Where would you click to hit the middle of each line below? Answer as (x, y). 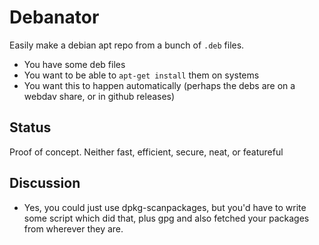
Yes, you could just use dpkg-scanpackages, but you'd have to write (165, 207)
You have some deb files (74, 64)
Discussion (45, 183)
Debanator (54, 17)
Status (30, 127)
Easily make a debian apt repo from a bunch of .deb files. (127, 45)
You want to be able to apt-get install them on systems (141, 75)
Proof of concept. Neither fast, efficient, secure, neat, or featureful (146, 152)
